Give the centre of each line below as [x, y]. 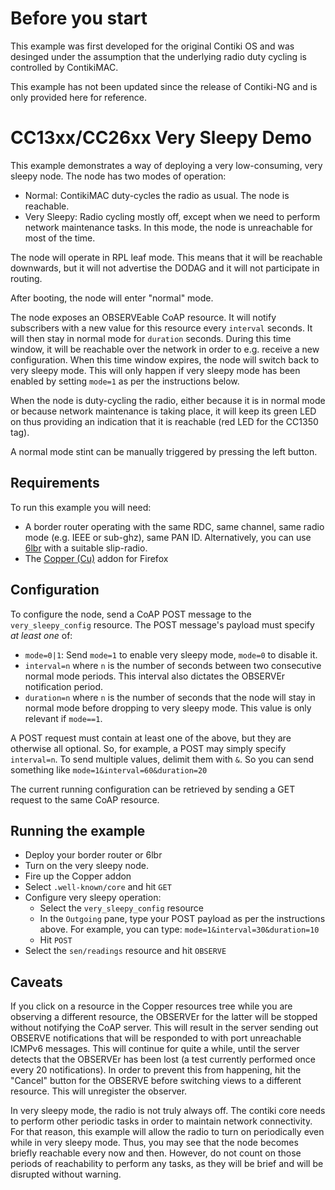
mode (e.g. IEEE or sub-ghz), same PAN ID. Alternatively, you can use [168, 537]
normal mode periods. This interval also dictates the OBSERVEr [155, 676]
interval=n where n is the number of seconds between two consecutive [173, 665]
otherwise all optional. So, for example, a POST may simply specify [148, 748]
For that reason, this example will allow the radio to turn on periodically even [167, 1132]
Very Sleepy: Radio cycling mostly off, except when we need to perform [172, 216]
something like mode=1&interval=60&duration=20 [109, 769]
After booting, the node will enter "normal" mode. [112, 298]
